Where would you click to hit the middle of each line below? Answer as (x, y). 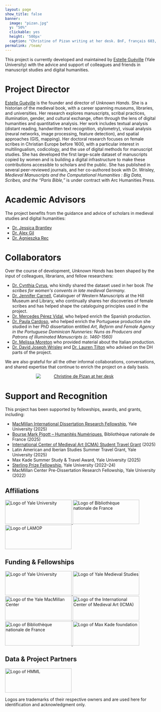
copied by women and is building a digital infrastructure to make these (75, 159)
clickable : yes (25, 32)
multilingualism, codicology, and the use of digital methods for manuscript (79, 149)
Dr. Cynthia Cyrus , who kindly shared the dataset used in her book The (83, 285)
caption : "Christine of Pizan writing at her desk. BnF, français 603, (83, 41)
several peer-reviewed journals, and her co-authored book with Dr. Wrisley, (80, 170)
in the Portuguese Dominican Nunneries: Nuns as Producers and (77, 332)
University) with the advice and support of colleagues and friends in (73, 65)
